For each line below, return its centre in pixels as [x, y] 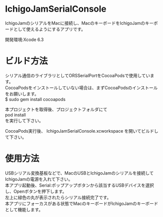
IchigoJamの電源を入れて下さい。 [39, 179]
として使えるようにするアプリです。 [49, 29]
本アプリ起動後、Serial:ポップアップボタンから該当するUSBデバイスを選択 [80, 185]
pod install [15, 115]
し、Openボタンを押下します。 [36, 191]
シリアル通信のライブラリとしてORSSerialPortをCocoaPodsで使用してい [78, 75]
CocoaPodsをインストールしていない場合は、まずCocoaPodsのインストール [81, 88]
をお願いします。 [22, 94]
